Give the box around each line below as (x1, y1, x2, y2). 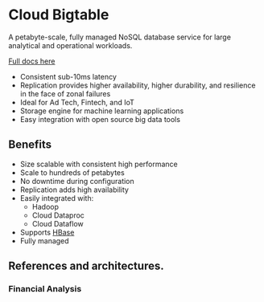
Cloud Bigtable (8, 6, 109, 24)
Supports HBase (19, 227, 75, 237)
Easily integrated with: (19, 193, 94, 202)
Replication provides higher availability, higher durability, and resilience (19, 80, 256, 90)
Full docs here (8, 56, 56, 66)
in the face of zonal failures (19, 88, 111, 98)
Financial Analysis (8, 284, 82, 295)
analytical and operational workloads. (8, 40, 133, 50)
